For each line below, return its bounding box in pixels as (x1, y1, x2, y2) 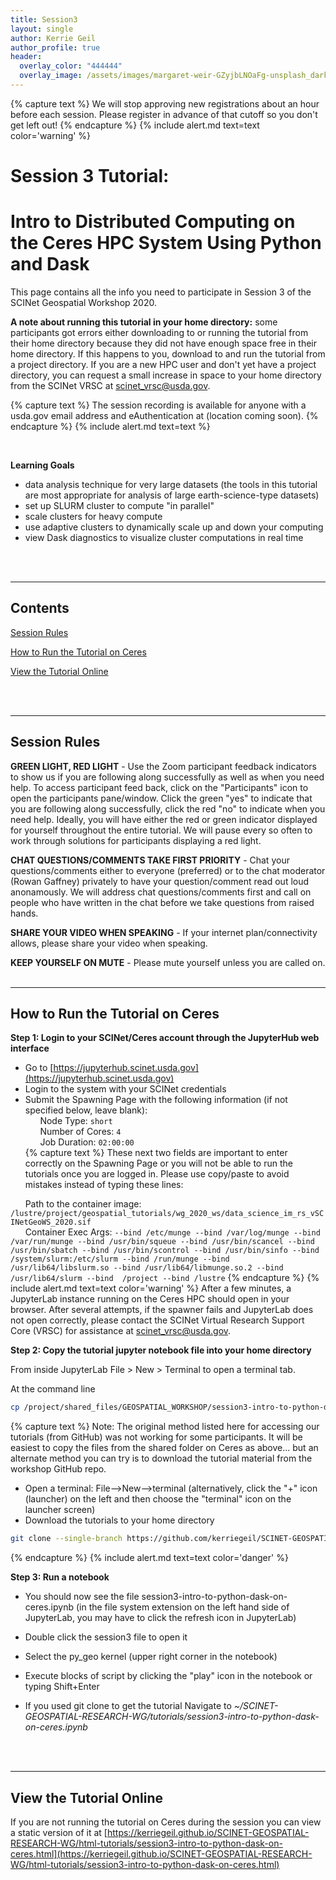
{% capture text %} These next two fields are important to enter (24, 1147, 288, 1159)
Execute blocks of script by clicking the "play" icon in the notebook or (24, 1670, 313, 1682)
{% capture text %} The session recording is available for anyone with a (10, 399, 307, 411)
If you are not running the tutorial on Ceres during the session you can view (10, 1816, 322, 1828)
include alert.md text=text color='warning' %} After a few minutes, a (10, 1282, 292, 1295)
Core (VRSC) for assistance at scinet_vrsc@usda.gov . (10, 1325, 232, 1337)
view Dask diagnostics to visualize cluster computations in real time (24, 532, 304, 543)
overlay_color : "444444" (19, 61, 123, 71)
